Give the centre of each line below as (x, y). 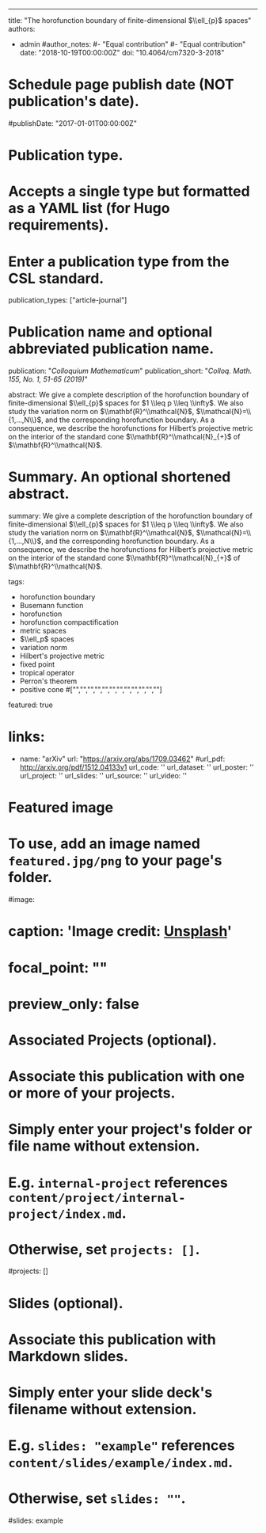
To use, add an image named (104, 844)
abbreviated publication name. (111, 349)
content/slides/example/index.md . (121, 1463)
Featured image (61, 808)
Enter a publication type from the (119, 261)
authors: (22, 29)
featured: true (30, 705)
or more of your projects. (92, 1093)
